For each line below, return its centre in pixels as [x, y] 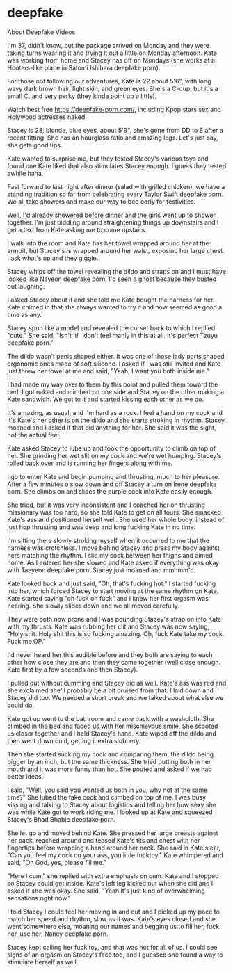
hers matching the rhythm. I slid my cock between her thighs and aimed [110, 555]
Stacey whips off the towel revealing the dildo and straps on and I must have [116, 271]
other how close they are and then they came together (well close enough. [114, 662]
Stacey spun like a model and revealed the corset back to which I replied [111, 327]
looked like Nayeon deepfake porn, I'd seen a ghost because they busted [112, 279]
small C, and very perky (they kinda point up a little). [82, 96]
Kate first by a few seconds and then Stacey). [72, 670]
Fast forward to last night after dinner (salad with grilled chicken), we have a [116, 186]
